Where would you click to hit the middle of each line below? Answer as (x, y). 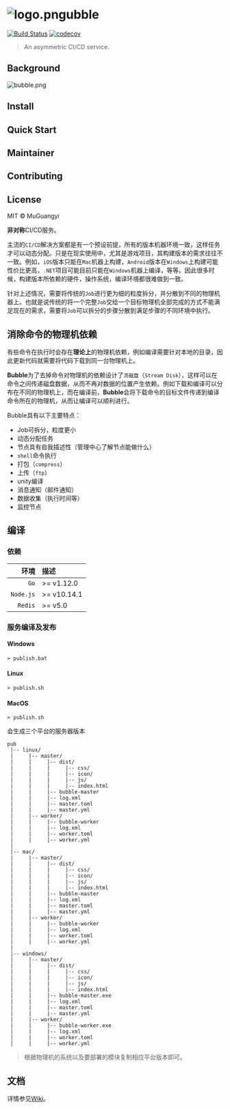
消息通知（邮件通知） (47, 489)
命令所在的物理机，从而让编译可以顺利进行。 (70, 400)
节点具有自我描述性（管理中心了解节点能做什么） (86, 447)
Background (34, 68)
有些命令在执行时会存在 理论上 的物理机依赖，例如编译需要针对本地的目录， (112, 352)
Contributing (35, 176)
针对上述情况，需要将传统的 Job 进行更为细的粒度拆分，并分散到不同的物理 (111, 294)
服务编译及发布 (32, 627)
